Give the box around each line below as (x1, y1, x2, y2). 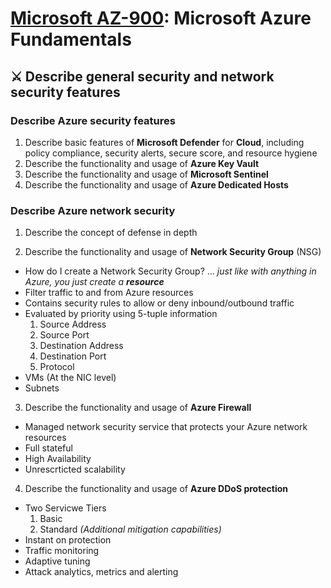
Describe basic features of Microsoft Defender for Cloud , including (24, 136, 305, 148)
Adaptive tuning (24, 555, 91, 567)
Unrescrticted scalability (24, 463, 126, 476)
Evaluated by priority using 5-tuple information (24, 308, 218, 320)
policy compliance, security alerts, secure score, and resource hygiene (24, 147, 318, 159)
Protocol (39, 361, 75, 373)
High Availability (24, 453, 92, 465)
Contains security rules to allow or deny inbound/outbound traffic (24, 297, 295, 309)
